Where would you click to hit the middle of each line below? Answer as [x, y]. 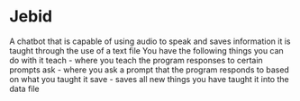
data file [25, 88]
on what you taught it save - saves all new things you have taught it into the [150, 79]
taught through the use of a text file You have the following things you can [146, 50]
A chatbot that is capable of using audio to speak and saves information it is [150, 41]
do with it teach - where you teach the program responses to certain [136, 60]
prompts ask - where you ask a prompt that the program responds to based [150, 70]
